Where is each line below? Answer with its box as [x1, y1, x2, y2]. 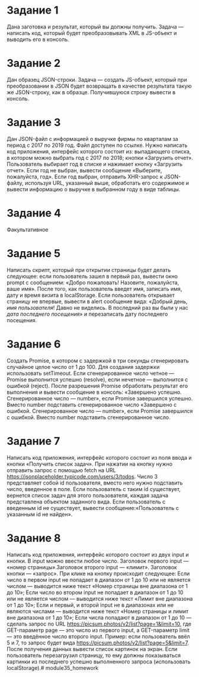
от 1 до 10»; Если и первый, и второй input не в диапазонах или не [7, 601, 174, 608]
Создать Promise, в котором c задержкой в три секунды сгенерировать [7, 357, 189, 364]
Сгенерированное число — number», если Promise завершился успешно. [7, 394, 193, 402]
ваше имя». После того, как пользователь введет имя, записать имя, [7, 285, 182, 292]
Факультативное [7, 226, 49, 233]
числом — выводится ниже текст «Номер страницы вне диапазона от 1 [7, 582, 188, 589]
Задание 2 [7, 57, 61, 70]
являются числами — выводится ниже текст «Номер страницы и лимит [7, 608, 189, 615]
